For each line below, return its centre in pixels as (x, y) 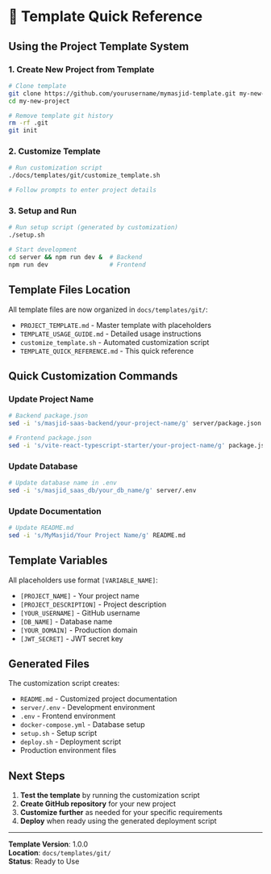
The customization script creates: (64, 683)
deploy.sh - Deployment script (71, 742)
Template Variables (58, 561)
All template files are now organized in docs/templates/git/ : (108, 309)
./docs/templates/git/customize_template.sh (84, 176)
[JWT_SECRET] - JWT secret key (71, 638)
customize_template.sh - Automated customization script (115, 342)
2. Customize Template (54, 151)
